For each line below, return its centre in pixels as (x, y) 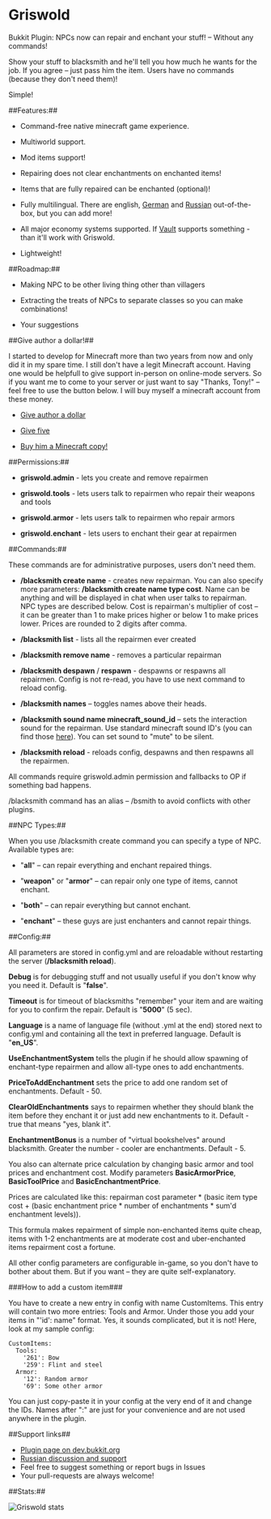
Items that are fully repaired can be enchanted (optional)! (115, 189)
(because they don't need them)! (63, 79)
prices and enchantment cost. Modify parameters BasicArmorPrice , (122, 1172)
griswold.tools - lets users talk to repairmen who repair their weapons (138, 493)
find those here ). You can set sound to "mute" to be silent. (117, 736)
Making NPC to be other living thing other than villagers (112, 285)
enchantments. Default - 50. (55, 1091)
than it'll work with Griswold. (68, 237)
